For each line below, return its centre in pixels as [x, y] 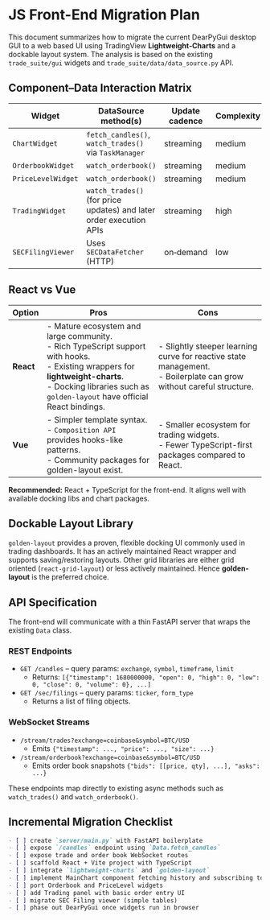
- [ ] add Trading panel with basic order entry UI [96, 893]
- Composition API [82, 430]
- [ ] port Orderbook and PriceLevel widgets [86, 885]
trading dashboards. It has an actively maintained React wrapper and [123, 551]
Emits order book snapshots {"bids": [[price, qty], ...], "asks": [146, 765]
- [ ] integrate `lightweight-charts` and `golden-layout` [109, 871]
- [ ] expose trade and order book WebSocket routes [98, 856]
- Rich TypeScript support [96, 346]
